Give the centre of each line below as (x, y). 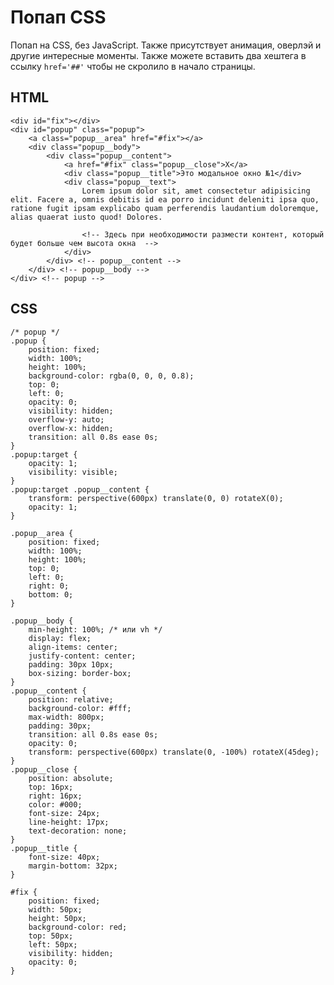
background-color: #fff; (80, 708)
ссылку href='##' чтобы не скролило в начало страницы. (133, 66)
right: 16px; (55, 796)
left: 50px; (53, 944)
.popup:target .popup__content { (80, 489)
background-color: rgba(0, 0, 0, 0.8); (111, 376)
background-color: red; (78, 927)
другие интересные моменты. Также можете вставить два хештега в (158, 55)
